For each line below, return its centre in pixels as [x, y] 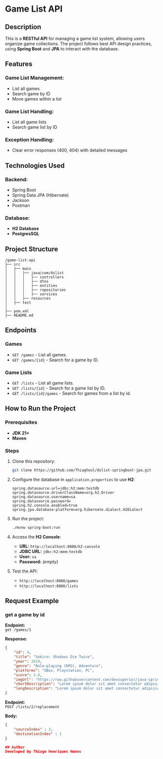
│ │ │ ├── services [31, 294]
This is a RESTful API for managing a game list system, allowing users [75, 38]
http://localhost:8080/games [49, 581]
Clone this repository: [33, 461]
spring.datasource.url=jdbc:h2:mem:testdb [56, 488]
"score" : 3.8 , [28, 675]
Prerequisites [21, 422]
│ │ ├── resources [28, 299]
